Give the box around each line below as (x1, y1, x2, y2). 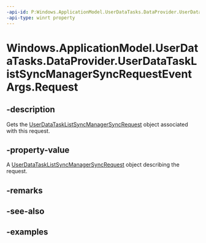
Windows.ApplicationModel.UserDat (6, 41, 199, 55)
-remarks (6, 185, 43, 196)
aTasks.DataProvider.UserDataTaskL (6, 54, 197, 68)
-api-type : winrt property (6, 15, 75, 21)
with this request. (6, 127, 50, 135)
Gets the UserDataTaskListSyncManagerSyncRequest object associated (6, 121, 188, 128)
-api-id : (6, 9, 29, 15)
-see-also (6, 206, 45, 217)
